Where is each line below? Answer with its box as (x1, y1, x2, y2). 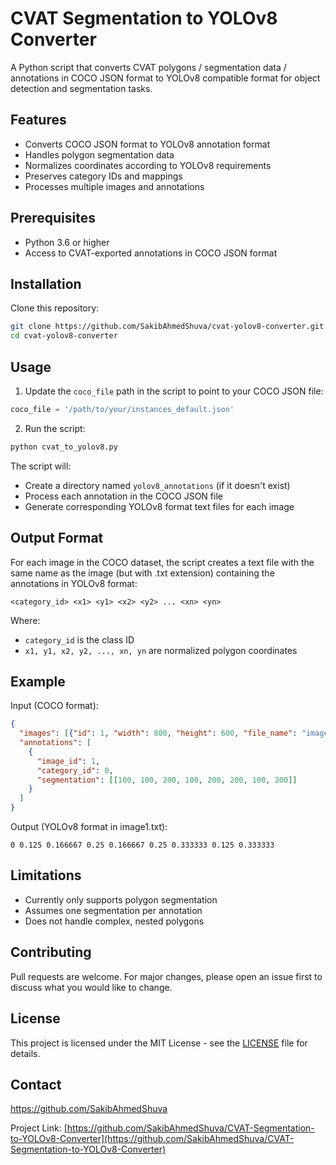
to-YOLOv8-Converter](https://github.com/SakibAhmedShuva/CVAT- (10, 1133, 295, 1145)
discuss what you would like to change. (10, 981, 173, 993)
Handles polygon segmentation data (24, 148, 175, 161)
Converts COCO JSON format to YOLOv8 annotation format (24, 138, 271, 150)
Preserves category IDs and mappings (24, 170, 183, 182)
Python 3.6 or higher (24, 236, 110, 248)
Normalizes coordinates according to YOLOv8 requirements (24, 159, 272, 171)
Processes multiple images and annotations (24, 180, 205, 192)
